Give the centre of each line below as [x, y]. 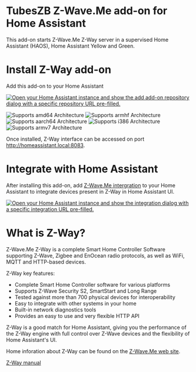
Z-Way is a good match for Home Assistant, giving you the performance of [96, 327]
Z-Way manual [24, 363]
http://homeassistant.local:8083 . [46, 145]
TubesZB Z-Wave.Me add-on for [87, 11]
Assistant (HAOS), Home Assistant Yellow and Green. [71, 46]
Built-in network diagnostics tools [55, 310]
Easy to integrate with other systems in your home [75, 303]
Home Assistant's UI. [31, 340]
